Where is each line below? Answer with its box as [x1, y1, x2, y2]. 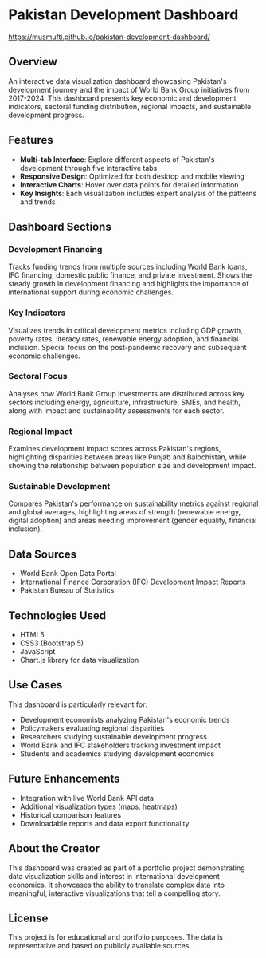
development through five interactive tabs [19, 163, 158, 172]
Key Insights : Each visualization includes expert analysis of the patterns [19, 188, 257, 198]
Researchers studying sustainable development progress [19, 731, 207, 741]
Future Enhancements [8, 772, 121, 786]
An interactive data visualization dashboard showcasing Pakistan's [8, 76, 227, 85]
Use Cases [8, 678, 63, 692]
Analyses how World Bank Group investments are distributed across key [8, 388, 245, 398]
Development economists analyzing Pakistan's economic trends [19, 715, 230, 724]
